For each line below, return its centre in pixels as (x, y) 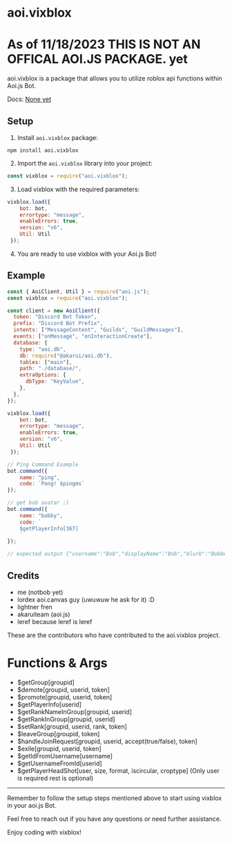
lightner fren (35, 607)
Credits (23, 576)
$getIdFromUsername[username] (65, 756)
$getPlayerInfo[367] (49, 528)
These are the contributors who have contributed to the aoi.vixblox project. (114, 635)
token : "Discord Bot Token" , (55, 317)
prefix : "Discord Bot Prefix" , (58, 324)
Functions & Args (58, 663)
